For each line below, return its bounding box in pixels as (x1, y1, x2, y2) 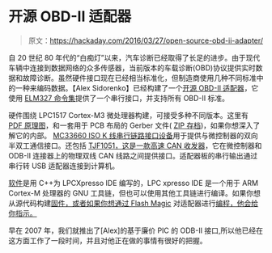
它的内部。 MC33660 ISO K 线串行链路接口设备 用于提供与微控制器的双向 (15, 130, 258, 140)
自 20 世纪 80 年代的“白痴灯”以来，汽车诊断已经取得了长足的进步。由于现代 (8, 53, 261, 62)
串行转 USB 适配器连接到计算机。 (8, 161, 120, 171)
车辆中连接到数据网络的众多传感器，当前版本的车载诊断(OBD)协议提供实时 (8, 62, 257, 73)
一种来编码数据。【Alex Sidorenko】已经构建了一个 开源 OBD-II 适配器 (15, 82, 244, 93)
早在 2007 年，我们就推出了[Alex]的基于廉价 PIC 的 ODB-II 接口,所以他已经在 (8, 226, 264, 235)
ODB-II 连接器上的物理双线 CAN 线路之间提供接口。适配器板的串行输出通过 (8, 150, 257, 160)
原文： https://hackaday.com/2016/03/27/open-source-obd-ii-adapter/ (28, 36, 264, 45)
